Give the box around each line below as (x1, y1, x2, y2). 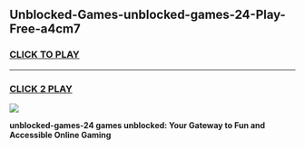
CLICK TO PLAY (9, 49, 80, 61)
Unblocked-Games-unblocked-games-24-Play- (9, 7, 286, 23)
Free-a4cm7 (9, 22, 81, 37)
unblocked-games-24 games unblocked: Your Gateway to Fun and (9, 119, 266, 130)
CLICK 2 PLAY (9, 82, 73, 95)
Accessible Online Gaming (9, 129, 112, 140)
